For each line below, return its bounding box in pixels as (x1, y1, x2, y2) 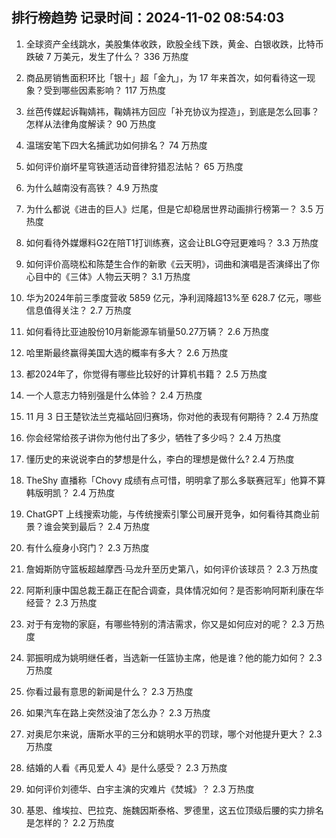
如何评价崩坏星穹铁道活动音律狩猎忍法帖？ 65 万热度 (25, 160, 244, 172)
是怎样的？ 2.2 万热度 (25, 816, 115, 828)
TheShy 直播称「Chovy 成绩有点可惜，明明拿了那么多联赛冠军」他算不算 (25, 474, 326, 486)
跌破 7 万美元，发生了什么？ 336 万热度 (25, 50, 189, 62)
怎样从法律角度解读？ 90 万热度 (25, 118, 157, 130)
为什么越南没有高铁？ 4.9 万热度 (25, 181, 159, 193)
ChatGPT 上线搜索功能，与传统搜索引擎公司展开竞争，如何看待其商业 (25, 508, 312, 520)
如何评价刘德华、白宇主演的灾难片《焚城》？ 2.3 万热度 (25, 783, 255, 795)
